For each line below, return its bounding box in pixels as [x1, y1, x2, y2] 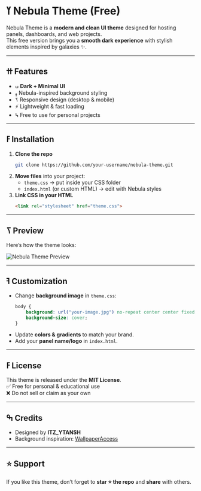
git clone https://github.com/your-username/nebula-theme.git [14, 162, 173, 168]
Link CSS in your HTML [14, 192, 74, 199]
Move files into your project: [14, 173, 86, 180]
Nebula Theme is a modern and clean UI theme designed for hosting [6, 24, 176, 31]
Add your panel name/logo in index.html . [14, 338, 118, 345]
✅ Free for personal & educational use [6, 382, 100, 390]
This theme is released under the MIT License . [6, 376, 121, 384]
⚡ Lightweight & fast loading [14, 103, 85, 110]
